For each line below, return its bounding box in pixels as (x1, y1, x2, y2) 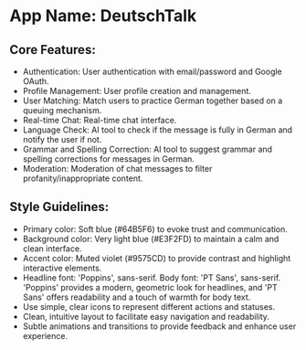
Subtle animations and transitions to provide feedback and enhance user (22, 321, 297, 332)
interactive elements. (22, 262, 102, 273)
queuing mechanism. (22, 105, 102, 115)
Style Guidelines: (9, 199, 110, 215)
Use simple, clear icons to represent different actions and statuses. (22, 301, 276, 312)
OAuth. (22, 76, 49, 87)
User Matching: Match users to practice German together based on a (22, 95, 283, 106)
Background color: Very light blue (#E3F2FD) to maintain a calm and (22, 233, 280, 244)
